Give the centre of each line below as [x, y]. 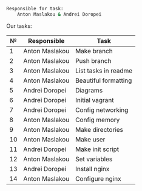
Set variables [94, 159]
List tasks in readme [104, 71]
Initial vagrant [94, 100]
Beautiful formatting [103, 80]
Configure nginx [98, 178]
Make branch [94, 51]
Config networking [102, 110]
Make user [90, 139]
